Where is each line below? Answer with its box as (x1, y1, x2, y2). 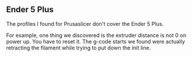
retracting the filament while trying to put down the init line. (6, 44, 151, 51)
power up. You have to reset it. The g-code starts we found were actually (6, 38, 185, 45)
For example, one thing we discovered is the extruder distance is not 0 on (6, 32, 187, 39)
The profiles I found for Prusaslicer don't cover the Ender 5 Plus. (6, 20, 164, 27)
